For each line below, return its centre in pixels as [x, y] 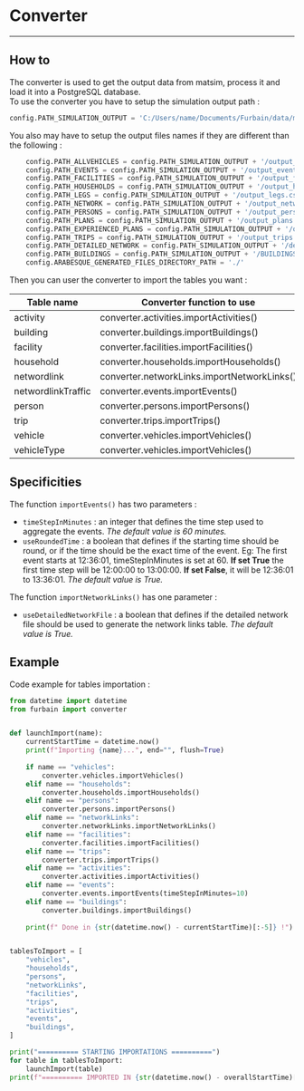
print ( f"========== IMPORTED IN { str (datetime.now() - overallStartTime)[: [155, 1077]
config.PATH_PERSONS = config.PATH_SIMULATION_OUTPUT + [133, 212]
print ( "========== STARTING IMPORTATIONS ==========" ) [115, 1052]
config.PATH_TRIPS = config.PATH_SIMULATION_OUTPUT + [129, 237]
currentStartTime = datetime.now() [93, 742]
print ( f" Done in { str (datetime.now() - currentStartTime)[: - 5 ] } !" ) [160, 927]
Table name [52, 302]
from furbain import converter [68, 709]
